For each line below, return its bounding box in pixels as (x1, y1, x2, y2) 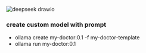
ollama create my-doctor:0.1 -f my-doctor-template (14, 34, 140, 41)
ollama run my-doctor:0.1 (14, 40, 76, 48)
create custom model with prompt (6, 20, 106, 29)
